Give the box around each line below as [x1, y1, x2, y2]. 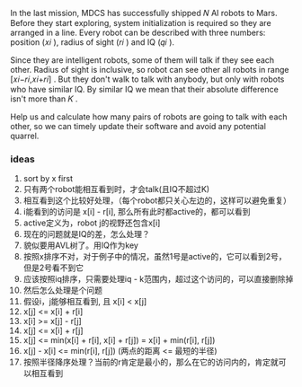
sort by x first [22, 173, 74, 184]
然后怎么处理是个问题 [22, 285, 102, 295]
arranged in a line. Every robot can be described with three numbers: [10, 27, 266, 38]
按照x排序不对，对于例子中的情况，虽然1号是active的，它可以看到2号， [22, 251, 287, 262]
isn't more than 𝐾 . [10, 93, 78, 104]
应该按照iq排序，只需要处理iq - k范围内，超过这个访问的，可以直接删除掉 [22, 274, 294, 285]
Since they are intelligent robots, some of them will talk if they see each [10, 55, 275, 66]
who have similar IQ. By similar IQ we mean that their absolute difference [10, 84, 280, 94]
